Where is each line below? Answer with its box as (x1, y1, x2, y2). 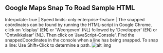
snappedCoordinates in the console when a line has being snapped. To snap (5, 37, 159, 43)
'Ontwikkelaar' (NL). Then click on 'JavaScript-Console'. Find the (5, 32, 135, 38)
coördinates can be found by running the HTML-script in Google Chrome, (5, 22, 152, 27)
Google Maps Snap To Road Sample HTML (5, 4, 135, 12)
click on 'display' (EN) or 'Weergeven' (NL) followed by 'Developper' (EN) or (5, 26, 157, 33)
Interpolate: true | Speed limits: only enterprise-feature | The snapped (5, 16, 145, 22)
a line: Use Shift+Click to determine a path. (5, 42, 91, 48)
